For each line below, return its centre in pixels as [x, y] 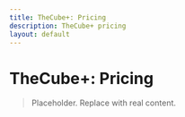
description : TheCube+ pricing [68, 26]
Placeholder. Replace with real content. [104, 103]
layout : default [40, 34]
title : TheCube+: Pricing [57, 17]
